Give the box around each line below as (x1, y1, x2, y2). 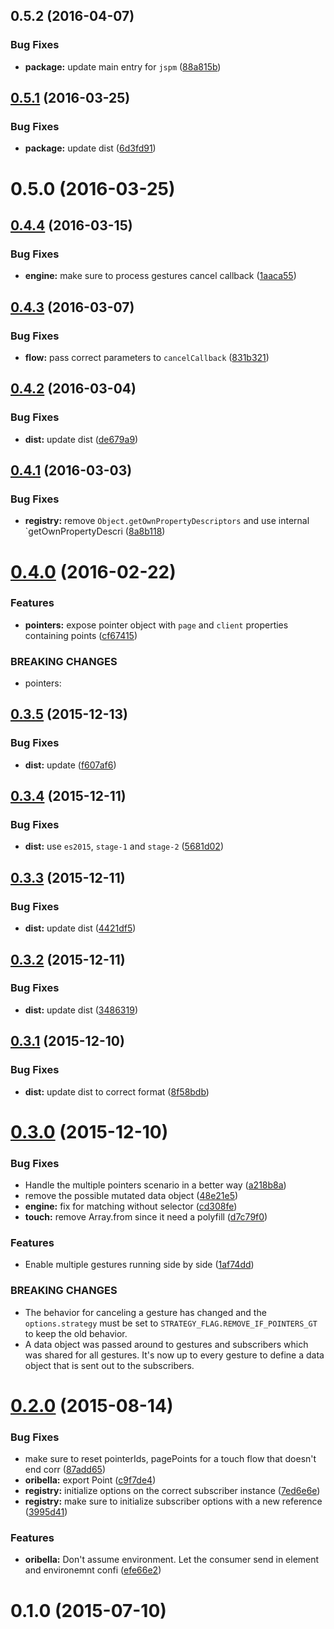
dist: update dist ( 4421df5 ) (24, 922, 137, 934)
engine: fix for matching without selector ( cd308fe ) (24, 1200, 238, 1213)
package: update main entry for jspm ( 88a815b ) (24, 60, 222, 73)
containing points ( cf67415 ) (24, 629, 138, 641)
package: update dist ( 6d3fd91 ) (24, 142, 157, 154)
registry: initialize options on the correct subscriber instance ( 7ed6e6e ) (24, 1485, 321, 1497)
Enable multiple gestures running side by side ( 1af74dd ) (24, 1259, 255, 1271)
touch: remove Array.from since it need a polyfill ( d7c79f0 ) (24, 1211, 268, 1223)
